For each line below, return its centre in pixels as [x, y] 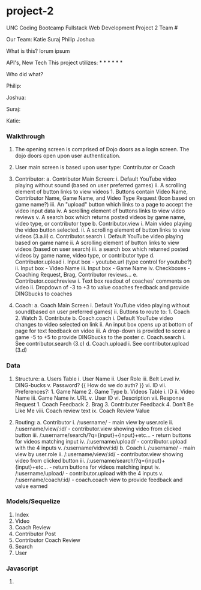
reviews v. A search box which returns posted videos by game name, [100, 217]
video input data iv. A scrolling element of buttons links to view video [100, 211]
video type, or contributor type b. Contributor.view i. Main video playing [103, 224]
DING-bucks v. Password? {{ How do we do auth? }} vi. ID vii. [91, 385]
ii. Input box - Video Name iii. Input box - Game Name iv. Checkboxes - [102, 268]
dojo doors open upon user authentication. [68, 156]
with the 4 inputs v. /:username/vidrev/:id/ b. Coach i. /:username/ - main [105, 448]
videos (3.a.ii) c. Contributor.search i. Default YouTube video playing [99, 236]
